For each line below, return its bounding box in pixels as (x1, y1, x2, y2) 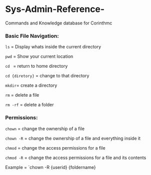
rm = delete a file (5, 92, 39, 98)
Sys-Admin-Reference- (5, 3, 105, 15)
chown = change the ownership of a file (5, 126, 85, 132)
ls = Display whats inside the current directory (5, 44, 101, 50)
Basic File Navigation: (5, 32, 59, 39)
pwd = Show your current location (5, 53, 73, 59)
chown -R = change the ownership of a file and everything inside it (5, 135, 141, 141)
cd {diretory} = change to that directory (5, 73, 89, 79)
